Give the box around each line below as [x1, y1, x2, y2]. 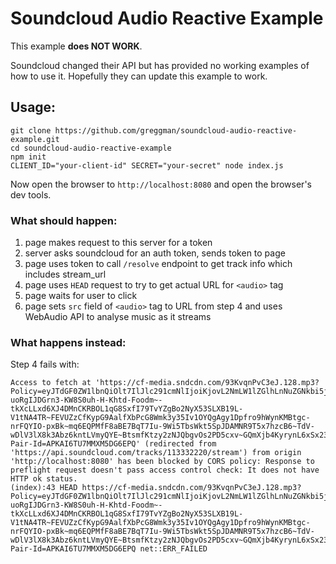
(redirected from [144, 439, 217, 449]
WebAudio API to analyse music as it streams [24, 311, 212, 323]
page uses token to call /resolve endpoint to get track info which [24, 258, 293, 270]
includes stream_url [24, 268, 107, 281]
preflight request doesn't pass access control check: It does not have [10, 465, 320, 476]
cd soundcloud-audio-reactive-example [10, 143, 172, 153]
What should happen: [10, 213, 118, 227]
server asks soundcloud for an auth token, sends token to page [24, 247, 286, 259]
